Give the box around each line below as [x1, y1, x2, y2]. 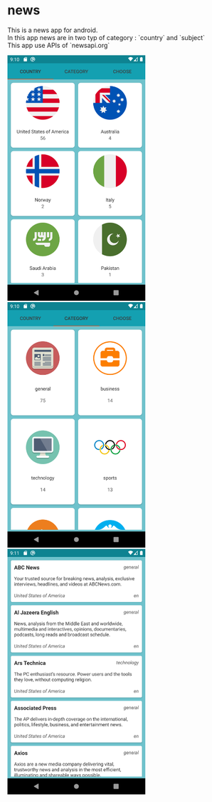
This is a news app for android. [7, 26, 98, 34]
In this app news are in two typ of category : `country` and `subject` [7, 33, 205, 41]
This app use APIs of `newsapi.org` [7, 41, 110, 49]
